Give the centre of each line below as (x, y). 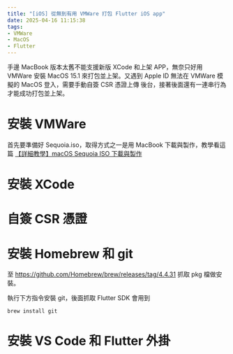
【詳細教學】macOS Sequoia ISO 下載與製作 (78, 153)
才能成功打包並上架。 (38, 93)
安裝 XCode (41, 184)
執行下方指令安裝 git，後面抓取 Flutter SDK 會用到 (79, 298)
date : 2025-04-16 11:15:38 (46, 20)
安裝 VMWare (47, 124)
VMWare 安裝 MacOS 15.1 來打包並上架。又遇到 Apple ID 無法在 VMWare (111, 76)
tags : (15, 27)
